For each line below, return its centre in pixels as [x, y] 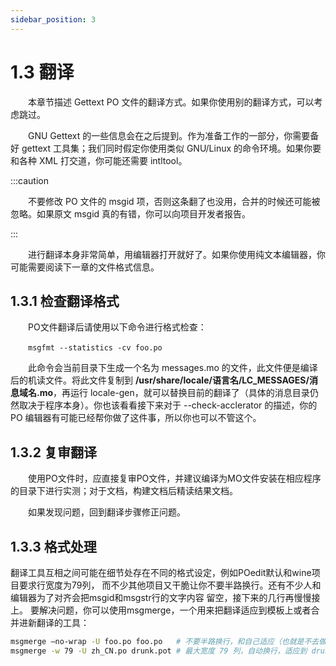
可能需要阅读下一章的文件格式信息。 [85, 267]
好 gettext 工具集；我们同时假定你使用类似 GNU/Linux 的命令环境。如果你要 [166, 148]
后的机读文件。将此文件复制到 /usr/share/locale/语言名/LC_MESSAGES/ [160, 380]
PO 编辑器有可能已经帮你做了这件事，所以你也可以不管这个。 [136, 418]
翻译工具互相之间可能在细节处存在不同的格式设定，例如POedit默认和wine [161, 572]
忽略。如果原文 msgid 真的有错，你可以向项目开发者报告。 [131, 213]
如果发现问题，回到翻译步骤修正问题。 [107, 512]
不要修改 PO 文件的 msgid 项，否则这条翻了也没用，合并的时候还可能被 [174, 201]
